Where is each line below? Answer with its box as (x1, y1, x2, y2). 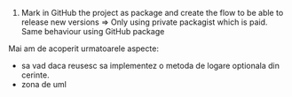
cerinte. (20, 70, 50, 80)
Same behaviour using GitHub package (20, 26, 165, 36)
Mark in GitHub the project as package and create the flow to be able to (20, 8, 284, 18)
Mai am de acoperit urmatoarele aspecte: (8, 43, 159, 54)
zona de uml (20, 79, 67, 89)
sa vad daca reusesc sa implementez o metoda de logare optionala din (20, 61, 280, 71)
